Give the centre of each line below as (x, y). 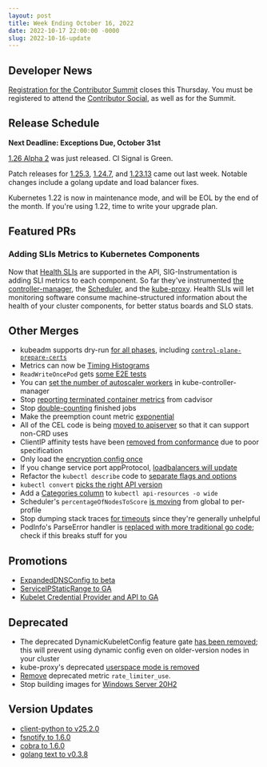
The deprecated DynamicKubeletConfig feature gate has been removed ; (139, 642)
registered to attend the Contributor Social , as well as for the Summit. (122, 98)
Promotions (38, 561)
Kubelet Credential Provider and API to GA (89, 597)
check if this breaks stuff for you (74, 536)
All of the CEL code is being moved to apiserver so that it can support (134, 425)
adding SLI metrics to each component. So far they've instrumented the (126, 280)
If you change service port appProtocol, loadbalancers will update (128, 468)
